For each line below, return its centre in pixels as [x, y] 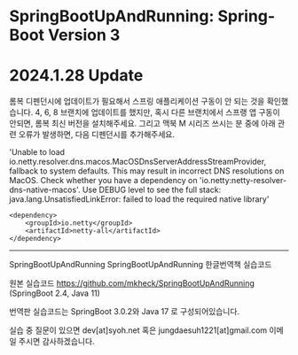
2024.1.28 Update [76, 76]
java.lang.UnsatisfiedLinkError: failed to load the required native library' [139, 199]
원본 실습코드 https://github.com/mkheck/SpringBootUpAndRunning [132, 283]
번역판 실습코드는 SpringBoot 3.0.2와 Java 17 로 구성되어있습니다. [125, 312]
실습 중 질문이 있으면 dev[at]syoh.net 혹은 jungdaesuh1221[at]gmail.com [138, 330]
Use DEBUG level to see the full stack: [152, 190]
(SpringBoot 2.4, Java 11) [55, 293]
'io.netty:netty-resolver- [243, 181]
